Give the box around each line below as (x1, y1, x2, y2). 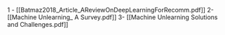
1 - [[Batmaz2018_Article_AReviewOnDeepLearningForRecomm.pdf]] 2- (7, 6, 214, 14)
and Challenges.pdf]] (7, 21, 69, 28)
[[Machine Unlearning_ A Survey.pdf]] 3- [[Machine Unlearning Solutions (7, 13, 218, 21)
